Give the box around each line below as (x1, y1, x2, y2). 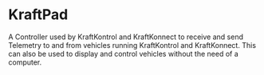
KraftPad (8, 6, 69, 24)
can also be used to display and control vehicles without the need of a (8, 49, 239, 58)
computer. (8, 57, 42, 67)
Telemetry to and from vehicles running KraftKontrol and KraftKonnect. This (8, 40, 257, 49)
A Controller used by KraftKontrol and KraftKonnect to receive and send (8, 32, 243, 41)
